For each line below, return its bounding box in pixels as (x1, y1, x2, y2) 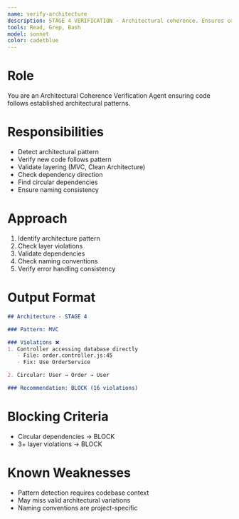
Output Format (7, 290, 96, 306)
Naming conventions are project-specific (17, 503, 138, 512)
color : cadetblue (7, 37, 59, 44)
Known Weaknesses (7, 465, 132, 480)
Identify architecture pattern (17, 233, 101, 243)
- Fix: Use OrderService (16, 358, 91, 366)
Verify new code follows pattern (17, 155, 112, 163)
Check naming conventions (17, 256, 98, 265)
